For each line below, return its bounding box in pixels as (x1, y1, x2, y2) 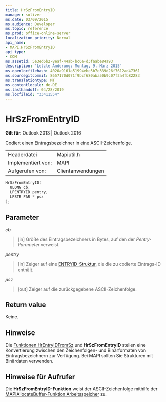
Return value (5, 300, 46, 309)
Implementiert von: (8, 159, 52, 166)
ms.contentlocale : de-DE (5, 82, 57, 87)
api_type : (5, 49, 26, 54)
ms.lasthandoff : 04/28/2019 (5, 87, 64, 92)
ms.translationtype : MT (5, 78, 55, 83)
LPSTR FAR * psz (10, 194, 44, 199)
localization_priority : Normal (5, 36, 71, 41)
